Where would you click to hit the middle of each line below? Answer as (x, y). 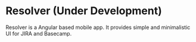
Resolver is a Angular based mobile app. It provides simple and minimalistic (98, 27)
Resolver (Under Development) (84, 11)
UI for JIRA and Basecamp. (39, 33)
